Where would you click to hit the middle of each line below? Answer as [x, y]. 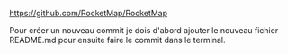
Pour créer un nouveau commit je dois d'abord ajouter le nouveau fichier [144, 30]
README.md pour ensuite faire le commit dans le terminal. [118, 40]
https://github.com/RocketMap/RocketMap [89, 13]
